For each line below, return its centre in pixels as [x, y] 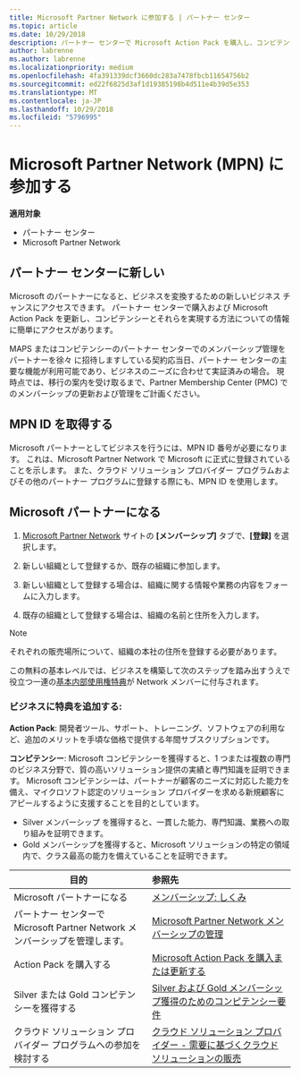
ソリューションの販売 [196, 1058]
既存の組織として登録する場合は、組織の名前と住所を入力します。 [143, 615]
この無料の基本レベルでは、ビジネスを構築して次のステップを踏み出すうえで [150, 670]
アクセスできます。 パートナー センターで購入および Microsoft [154, 307]
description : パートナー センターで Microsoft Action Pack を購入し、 [133, 43]
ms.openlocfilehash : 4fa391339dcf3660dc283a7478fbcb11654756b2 [129, 76]
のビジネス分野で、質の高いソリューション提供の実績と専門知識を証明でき [146, 769]
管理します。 [102, 941]
